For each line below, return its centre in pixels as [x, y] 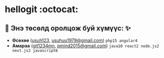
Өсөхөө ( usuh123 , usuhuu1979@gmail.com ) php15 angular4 [75, 40]
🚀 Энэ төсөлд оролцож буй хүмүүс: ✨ [68, 28]
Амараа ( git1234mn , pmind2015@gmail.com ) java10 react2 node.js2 [86, 46]
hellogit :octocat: [42, 9]
